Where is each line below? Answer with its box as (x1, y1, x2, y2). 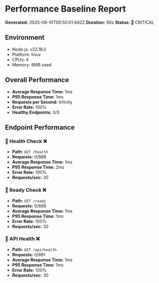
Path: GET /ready (12, 198, 46, 204)
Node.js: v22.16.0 (12, 46, 47, 52)
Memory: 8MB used (12, 62, 52, 67)
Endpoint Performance (5, 123, 75, 131)
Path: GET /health (12, 149, 48, 155)
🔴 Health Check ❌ (5, 138, 47, 144)
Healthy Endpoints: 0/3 (12, 109, 60, 115)
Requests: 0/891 (12, 252, 46, 257)
